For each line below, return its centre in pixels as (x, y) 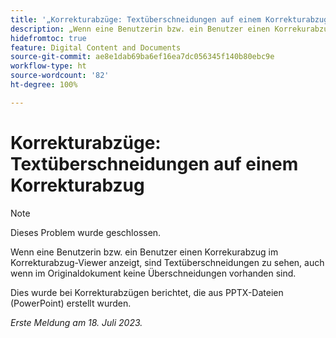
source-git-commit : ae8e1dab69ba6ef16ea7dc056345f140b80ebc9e (142, 57)
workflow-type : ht (48, 66)
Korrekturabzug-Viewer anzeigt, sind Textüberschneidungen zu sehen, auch (167, 262)
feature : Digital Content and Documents (96, 47)
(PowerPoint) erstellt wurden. (71, 303)
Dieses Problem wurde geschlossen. (86, 232)
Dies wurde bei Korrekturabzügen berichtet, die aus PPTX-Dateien (147, 292)
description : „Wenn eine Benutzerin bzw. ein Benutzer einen (140, 29)
